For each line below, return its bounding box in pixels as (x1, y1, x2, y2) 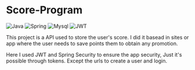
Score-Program (6, 3, 83, 17)
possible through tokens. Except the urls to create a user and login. (6, 57, 168, 64)
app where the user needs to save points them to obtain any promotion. (6, 40, 178, 47)
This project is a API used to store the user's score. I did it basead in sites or (6, 34, 189, 40)
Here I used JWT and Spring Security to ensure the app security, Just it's (6, 51, 182, 58)
